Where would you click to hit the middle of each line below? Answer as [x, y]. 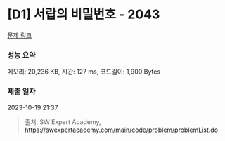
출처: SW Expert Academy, [63, 122]
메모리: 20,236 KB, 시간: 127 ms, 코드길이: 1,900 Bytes [84, 72]
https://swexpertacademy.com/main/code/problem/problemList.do [121, 130]
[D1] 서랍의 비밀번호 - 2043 [84, 14]
